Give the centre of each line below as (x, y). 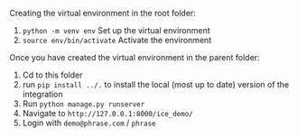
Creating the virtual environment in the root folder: (102, 13)
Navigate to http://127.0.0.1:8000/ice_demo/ (107, 113)
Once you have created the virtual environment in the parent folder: (135, 57)
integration (42, 94)
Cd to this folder (52, 75)
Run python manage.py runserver (84, 104)
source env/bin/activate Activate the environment (117, 40)
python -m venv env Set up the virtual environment (116, 30)
